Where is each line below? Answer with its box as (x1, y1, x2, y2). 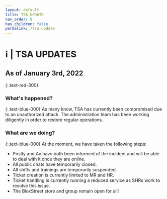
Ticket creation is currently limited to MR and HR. (12, 172, 114, 178)
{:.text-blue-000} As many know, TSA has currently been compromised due (5, 106, 162, 112)
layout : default (5, 7, 39, 13)
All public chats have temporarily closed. (12, 161, 97, 167)
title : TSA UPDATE (5, 12, 44, 17)
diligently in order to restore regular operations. (5, 117, 103, 123)
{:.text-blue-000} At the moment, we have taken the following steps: (5, 141, 147, 147)
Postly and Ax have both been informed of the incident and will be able (12, 150, 159, 156)
